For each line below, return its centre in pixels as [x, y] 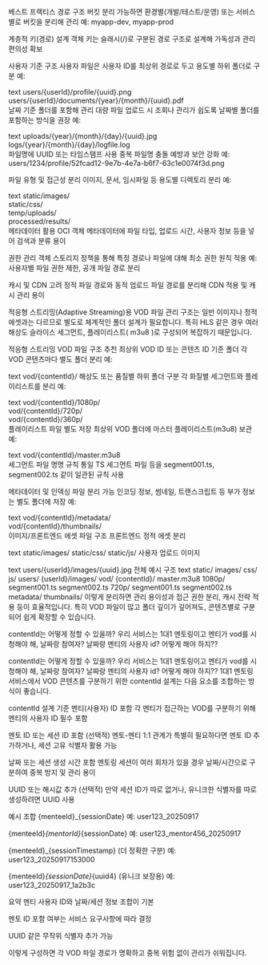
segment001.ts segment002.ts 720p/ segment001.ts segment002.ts [120, 587]
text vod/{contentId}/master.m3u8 [65, 455]
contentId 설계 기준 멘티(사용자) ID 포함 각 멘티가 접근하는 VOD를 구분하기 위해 [132, 708]
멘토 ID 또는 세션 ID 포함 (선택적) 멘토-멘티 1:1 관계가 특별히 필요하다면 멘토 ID [130, 735]
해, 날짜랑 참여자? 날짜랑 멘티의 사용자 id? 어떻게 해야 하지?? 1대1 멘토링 [141, 671]
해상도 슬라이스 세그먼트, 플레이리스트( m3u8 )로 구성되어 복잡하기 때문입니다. [130, 332]
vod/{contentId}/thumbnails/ [55, 526]
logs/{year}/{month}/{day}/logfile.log [69, 144]
